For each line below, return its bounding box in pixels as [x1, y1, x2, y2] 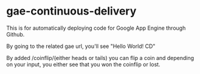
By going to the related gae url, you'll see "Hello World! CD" [6, 42, 156, 50]
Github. [6, 30, 25, 38]
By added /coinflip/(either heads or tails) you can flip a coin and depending [6, 54, 195, 61]
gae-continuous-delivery [6, 4, 137, 18]
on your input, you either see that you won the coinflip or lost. [6, 61, 160, 68]
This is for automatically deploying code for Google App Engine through [6, 24, 186, 32]
